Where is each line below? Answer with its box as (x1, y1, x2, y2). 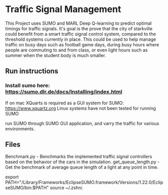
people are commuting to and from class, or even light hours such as (5, 47, 148, 53)
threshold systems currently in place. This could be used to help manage (5, 36, 156, 42)
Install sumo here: (5, 82, 50, 89)
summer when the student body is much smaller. (5, 52, 107, 58)
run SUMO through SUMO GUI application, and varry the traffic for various (5, 120, 159, 126)
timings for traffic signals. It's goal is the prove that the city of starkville (5, 25, 152, 31)
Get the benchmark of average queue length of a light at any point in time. (5, 164, 158, 170)
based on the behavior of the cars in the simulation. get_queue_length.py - (5, 159, 160, 165)
